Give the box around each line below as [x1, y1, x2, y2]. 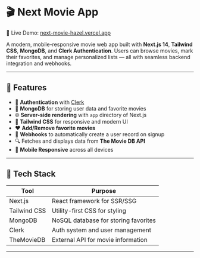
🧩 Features [6, 82, 47, 93]
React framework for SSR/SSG [51, 196, 137, 205]
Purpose [91, 186, 116, 195]
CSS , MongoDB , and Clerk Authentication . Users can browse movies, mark [6, 47, 193, 54]
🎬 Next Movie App [6, 5, 99, 19]
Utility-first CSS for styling [51, 206, 127, 214]
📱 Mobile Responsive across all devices [14, 146, 114, 153]
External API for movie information [51, 235, 148, 244]
